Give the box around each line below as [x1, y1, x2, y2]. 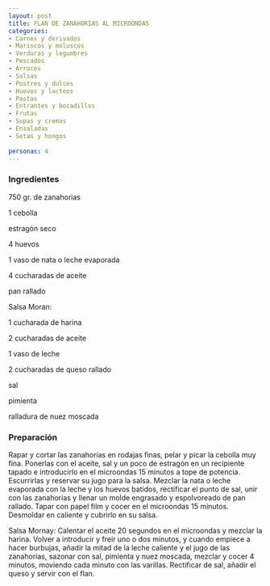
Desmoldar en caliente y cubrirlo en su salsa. [8, 510, 159, 520]
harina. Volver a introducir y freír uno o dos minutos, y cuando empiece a [8, 534, 251, 544]
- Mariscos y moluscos [8, 42, 85, 50]
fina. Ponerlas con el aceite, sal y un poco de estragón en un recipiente [8, 458, 245, 468]
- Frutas [8, 110, 38, 118]
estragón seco [8, 223, 56, 233]
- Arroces [8, 65, 42, 73]
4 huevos [8, 239, 39, 249]
